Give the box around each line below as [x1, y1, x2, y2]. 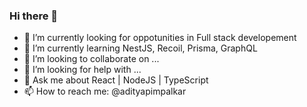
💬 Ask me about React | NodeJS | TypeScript [23, 74, 209, 86]
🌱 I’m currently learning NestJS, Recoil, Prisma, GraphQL [23, 42, 258, 54]
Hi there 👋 [9, 9, 59, 23]
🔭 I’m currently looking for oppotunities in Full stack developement [23, 32, 297, 44]
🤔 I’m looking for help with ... [23, 64, 142, 76]
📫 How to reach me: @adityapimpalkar [23, 85, 187, 98]
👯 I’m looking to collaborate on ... [23, 53, 160, 65]
